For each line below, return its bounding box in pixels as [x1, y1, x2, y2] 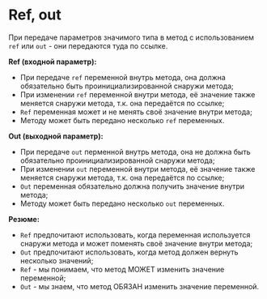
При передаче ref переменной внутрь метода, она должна [19, 72, 227, 82]
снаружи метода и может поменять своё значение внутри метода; [19, 238, 253, 248]
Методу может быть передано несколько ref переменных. [19, 115, 225, 125]
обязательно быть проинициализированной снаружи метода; [19, 81, 235, 91]
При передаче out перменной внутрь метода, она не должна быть [19, 147, 251, 156]
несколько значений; [19, 255, 94, 265]
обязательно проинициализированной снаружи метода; [19, 156, 215, 165]
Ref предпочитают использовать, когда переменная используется [19, 229, 251, 240]
